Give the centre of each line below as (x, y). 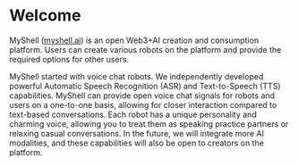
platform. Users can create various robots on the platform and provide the (145, 49)
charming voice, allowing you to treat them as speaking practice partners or (149, 124)
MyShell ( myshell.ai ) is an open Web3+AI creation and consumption (134, 40)
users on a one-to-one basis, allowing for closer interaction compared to (143, 104)
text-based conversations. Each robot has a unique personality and (133, 114)
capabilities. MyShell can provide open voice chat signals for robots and (142, 95)
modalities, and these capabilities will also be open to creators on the (136, 143)
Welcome (45, 16)
